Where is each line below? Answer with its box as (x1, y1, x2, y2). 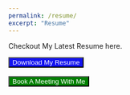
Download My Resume (12, 57, 80, 66)
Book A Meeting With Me (12, 77, 86, 85)
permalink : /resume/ (8, 11, 78, 20)
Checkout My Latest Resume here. (8, 41, 123, 50)
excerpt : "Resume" (8, 19, 70, 27)
